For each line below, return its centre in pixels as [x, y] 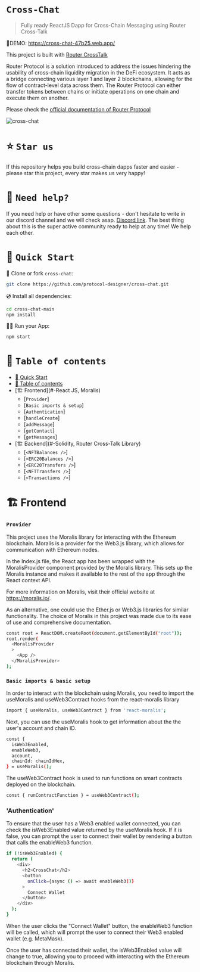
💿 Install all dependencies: [39, 296]
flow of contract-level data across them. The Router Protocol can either [93, 85]
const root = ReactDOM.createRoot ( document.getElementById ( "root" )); [94, 633]
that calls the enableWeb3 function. [50, 843]
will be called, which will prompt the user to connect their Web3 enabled [95, 932]
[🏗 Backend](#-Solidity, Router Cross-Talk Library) [78, 444]
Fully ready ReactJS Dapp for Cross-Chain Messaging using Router [103, 25]
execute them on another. [37, 98]
